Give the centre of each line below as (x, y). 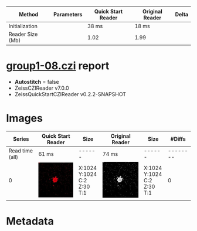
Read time (21, 151)
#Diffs (178, 139)
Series (21, 139)
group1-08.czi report (58, 66)
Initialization (23, 26)
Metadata (30, 221)
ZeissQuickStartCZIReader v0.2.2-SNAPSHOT (70, 94)
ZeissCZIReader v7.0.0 (42, 88)
